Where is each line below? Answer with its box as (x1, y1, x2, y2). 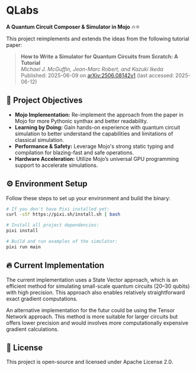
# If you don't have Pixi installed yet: (6, 206, 110, 212)
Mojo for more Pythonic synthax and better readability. (14, 117, 148, 125)
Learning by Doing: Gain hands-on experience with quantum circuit (14, 123, 181, 131)
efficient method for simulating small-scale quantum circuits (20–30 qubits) (6, 283, 190, 290)
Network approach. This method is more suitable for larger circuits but (6, 313, 178, 320)
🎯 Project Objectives (6, 96, 83, 106)
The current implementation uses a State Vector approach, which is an (6, 276, 178, 283)
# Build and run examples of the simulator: (6, 239, 118, 245)
